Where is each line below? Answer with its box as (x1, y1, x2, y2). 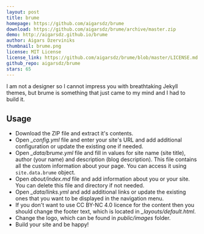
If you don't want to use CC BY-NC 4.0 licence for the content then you (15, 202, 194, 209)
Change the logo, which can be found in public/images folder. (15, 214, 171, 222)
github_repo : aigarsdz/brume (6, 60, 81, 66)
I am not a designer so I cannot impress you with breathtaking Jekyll (6, 83, 178, 90)
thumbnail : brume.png (6, 43, 62, 50)
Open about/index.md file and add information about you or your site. (15, 175, 191, 183)
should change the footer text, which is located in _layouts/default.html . (15, 208, 196, 215)
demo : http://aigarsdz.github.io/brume (6, 32, 108, 38)
